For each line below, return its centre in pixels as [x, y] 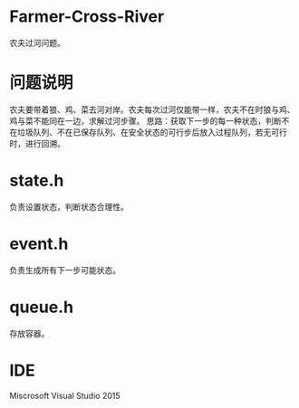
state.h [37, 180]
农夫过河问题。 [37, 43]
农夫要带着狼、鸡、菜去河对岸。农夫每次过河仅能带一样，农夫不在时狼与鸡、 [152, 109]
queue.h [42, 307]
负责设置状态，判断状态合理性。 [69, 206]
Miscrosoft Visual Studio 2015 [65, 395]
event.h [39, 244]
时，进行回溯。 [37, 143]
